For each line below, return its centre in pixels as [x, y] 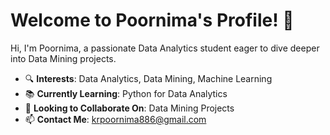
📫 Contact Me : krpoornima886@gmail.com [115, 119]
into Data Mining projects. [63, 58]
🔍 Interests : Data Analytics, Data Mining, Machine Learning [148, 78]
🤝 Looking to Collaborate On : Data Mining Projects [129, 108]
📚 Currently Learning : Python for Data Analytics [126, 93]
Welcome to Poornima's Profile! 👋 [152, 20]
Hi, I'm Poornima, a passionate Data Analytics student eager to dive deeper [165, 48]
